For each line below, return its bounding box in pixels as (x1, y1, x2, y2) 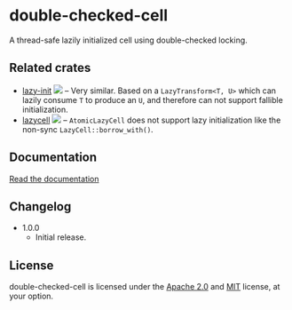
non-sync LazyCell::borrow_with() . (21, 123, 154, 134)
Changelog (9, 199, 72, 214)
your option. (9, 290, 54, 302)
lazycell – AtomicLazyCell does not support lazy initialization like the (21, 115, 281, 125)
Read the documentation (9, 173, 99, 184)
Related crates (9, 60, 91, 76)
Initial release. (35, 232, 87, 242)
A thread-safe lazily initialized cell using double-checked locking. (9, 35, 249, 45)
